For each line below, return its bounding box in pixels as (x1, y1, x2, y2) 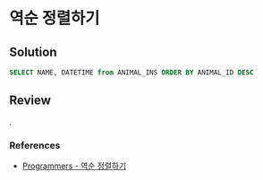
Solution (9, 44, 57, 59)
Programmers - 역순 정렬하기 (21, 160, 127, 171)
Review (9, 93, 52, 108)
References (9, 139, 61, 151)
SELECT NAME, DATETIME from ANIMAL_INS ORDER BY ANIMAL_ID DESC (9, 68, 254, 77)
